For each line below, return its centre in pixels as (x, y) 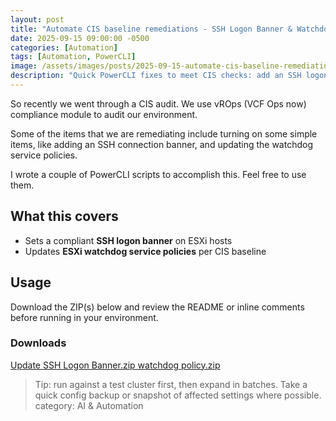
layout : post (37, 19)
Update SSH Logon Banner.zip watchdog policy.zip (115, 365)
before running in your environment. (84, 317)
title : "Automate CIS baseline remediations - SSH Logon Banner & (151, 29)
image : (24, 66)
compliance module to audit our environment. (104, 114)
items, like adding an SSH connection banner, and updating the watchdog (161, 144)
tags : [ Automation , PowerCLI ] (73, 57)
